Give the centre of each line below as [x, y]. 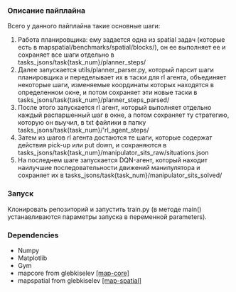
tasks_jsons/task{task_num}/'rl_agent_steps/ [83, 130]
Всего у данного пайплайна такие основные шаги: [84, 26]
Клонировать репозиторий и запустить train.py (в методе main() [104, 209]
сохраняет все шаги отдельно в [66, 55]
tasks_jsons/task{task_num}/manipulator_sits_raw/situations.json [113, 153]
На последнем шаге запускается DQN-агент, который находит [113, 160]
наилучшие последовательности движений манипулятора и [109, 168]
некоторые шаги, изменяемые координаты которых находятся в [116, 85]
